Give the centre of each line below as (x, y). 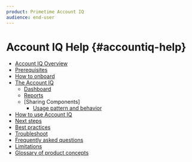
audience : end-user (31, 17)
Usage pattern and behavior (67, 108)
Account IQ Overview (41, 64)
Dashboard (37, 89)
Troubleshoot (31, 134)
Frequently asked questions (49, 140)
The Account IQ (34, 83)
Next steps (28, 121)
